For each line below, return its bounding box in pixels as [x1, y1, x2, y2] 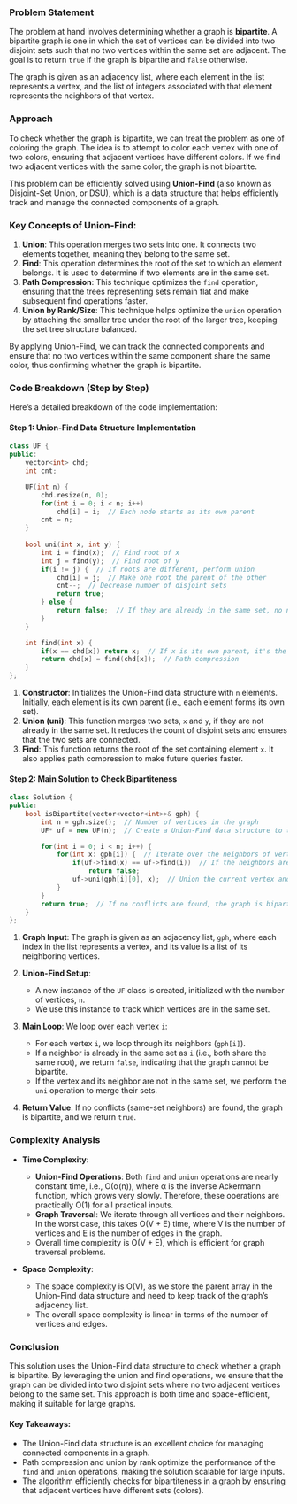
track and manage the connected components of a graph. [9, 197, 220, 207]
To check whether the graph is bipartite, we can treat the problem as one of [9, 133, 285, 143]
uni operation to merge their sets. [34, 1085, 157, 1096]
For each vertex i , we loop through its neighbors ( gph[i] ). [34, 1038, 246, 1049]
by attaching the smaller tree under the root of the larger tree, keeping [21, 314, 278, 325]
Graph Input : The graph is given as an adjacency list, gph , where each [21, 932, 277, 943]
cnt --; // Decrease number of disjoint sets [56, 582, 227, 590]
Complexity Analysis [9, 1134, 101, 1146]
